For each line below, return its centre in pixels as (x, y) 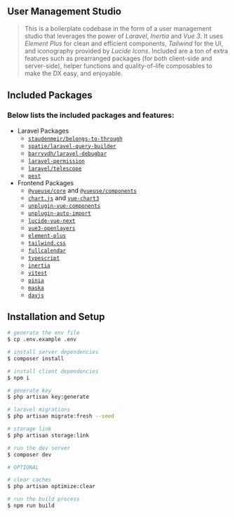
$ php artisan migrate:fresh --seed (61, 416)
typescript (44, 258)
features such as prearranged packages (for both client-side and (118, 58)
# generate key (29, 390)
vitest (38, 273)
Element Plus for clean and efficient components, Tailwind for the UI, (123, 43)
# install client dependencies (53, 371)
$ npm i (19, 378)
